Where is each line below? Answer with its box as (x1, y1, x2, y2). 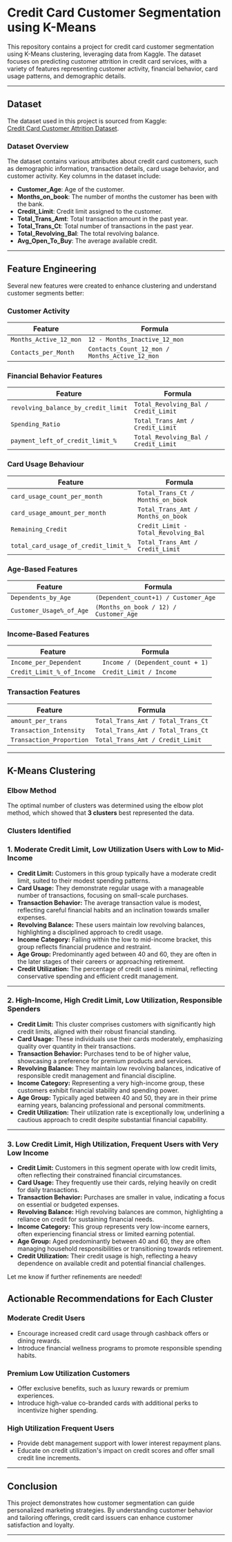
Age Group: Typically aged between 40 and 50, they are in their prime (17, 1093, 217, 1101)
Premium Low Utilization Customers (7, 1368, 130, 1378)
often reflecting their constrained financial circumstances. (17, 1171, 182, 1180)
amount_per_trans (10, 717, 68, 724)
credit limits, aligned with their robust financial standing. (17, 1027, 177, 1036)
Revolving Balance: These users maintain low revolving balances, (17, 920, 206, 928)
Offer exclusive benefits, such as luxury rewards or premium (17, 1384, 189, 1393)
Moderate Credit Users (7, 1313, 86, 1323)
